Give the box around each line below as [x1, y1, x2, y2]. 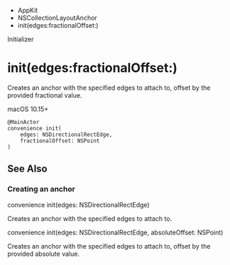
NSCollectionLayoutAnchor [17, 14, 97, 22]
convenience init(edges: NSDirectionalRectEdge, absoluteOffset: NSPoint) [7, 228, 224, 237]
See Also [7, 163, 48, 175]
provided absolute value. [7, 249, 80, 258]
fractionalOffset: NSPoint [20, 137, 100, 145]
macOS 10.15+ [7, 105, 49, 113]
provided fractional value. [7, 90, 82, 99]
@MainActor [7, 118, 40, 125]
